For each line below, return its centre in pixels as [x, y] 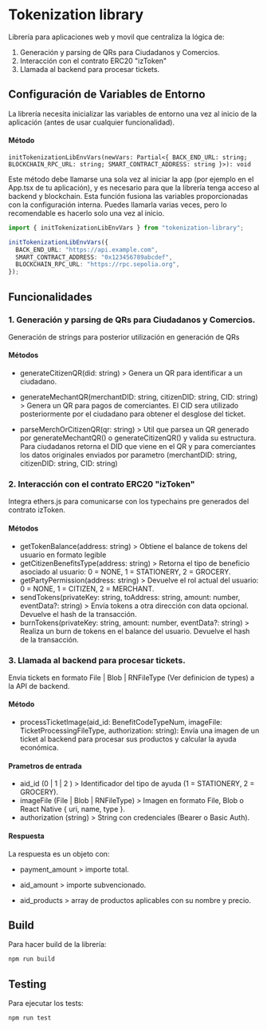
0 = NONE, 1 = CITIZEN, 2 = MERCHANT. [87, 588]
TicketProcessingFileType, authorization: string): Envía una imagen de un [139, 731]
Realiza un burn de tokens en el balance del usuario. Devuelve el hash [135, 631]
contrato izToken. [37, 510]
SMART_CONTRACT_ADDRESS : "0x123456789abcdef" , [94, 257]
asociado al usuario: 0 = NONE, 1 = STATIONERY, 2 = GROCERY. [125, 571]
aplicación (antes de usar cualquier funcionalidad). [92, 122]
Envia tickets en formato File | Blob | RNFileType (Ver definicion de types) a [132, 678]
